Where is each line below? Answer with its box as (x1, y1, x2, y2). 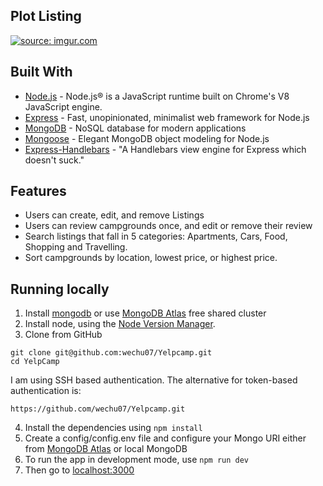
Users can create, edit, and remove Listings (24, 209, 205, 221)
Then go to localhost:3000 (24, 464, 135, 476)
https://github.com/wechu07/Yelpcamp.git (10, 404, 186, 414)
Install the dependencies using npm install (24, 422, 203, 434)
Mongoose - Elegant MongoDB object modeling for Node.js (24, 132, 270, 144)
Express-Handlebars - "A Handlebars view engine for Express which (24, 143, 307, 155)
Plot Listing (10, 8, 82, 25)
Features (10, 183, 67, 200)
